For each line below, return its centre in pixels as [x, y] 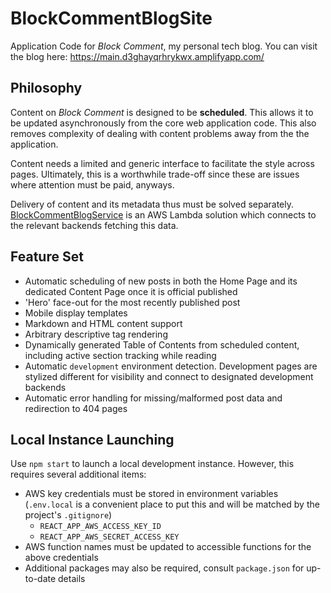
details [72, 579]
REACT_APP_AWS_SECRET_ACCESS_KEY [109, 537]
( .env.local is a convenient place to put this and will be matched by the [172, 504]
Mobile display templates [76, 313]
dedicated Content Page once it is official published [131, 291]
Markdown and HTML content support [103, 323]
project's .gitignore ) [68, 515]
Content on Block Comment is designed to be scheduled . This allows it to [162, 112]
